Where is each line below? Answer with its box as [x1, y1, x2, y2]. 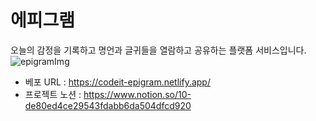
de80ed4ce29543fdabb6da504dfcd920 [24, 99, 192, 111]
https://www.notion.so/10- [83, 88, 192, 100]
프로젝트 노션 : [24, 88, 82, 100]
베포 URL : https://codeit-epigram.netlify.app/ [24, 76, 211, 88]
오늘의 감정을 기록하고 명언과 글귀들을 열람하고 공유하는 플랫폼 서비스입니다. [10, 44, 307, 56]
